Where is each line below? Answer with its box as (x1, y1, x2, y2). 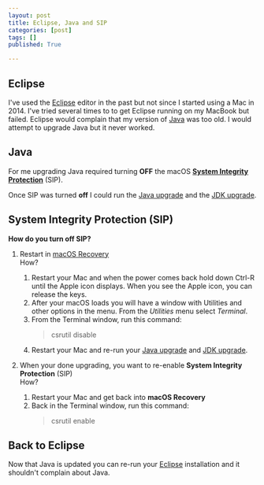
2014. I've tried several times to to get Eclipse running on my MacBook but (8, 106, 250, 115)
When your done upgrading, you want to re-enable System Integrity (19, 360, 243, 370)
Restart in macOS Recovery (19, 249, 110, 258)
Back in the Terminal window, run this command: (31, 401, 189, 410)
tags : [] (8, 33, 37, 42)
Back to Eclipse (8, 439, 85, 452)
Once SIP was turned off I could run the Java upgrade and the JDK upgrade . (8, 190, 257, 199)
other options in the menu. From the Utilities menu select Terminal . (31, 306, 248, 316)
